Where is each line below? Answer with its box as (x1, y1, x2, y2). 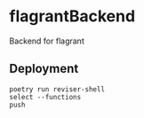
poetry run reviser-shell (9, 84, 105, 94)
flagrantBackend (9, 6, 136, 27)
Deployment (9, 61, 79, 76)
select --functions (9, 92, 82, 101)
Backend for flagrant (9, 35, 84, 46)
